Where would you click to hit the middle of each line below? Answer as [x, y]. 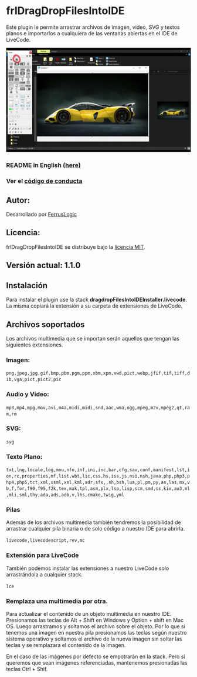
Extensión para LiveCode [43, 555]
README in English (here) [43, 165]
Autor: [18, 200]
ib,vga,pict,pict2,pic [34, 380]
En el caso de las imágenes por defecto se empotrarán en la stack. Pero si [96, 656]
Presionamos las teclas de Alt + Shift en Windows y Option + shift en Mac [95, 620]
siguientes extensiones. [35, 345]
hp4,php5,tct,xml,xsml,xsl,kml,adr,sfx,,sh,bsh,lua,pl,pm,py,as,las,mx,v [98, 483]
